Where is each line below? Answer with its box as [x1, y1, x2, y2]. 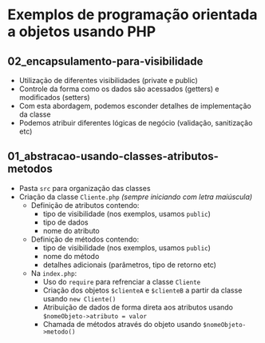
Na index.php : [30, 268, 77, 277]
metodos [7, 162, 53, 176]
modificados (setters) [18, 93, 90, 102]
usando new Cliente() [42, 293, 117, 303]
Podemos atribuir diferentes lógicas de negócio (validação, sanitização [18, 118, 253, 127]
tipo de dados [42, 217, 89, 227]
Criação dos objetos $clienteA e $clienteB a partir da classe [42, 285, 243, 295]
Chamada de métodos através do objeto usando [42, 319, 201, 329]
